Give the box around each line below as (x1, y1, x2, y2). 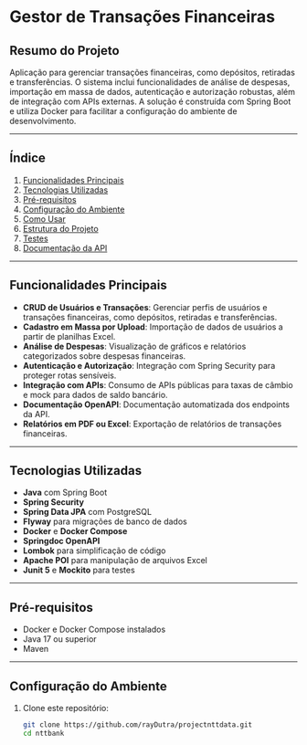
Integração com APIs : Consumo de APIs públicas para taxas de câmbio (22, 379, 294, 390)
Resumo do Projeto (9, 43, 121, 58)
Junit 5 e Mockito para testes (22, 564, 135, 576)
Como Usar (22, 213, 66, 225)
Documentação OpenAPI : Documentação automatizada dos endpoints (22, 399, 291, 410)
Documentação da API (22, 242, 108, 253)
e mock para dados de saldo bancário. (22, 389, 168, 400)
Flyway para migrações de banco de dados (22, 516, 187, 527)
